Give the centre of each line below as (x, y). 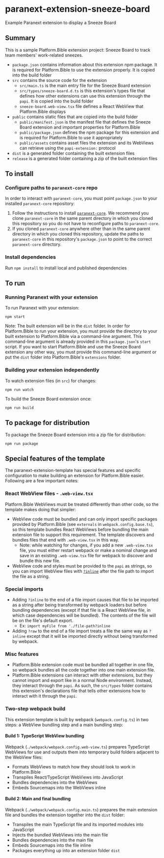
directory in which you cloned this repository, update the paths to (78, 234)
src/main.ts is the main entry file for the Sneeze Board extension (85, 85)
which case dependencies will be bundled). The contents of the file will (84, 615)
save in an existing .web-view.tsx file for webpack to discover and (86, 555)
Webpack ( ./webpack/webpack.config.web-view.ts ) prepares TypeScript (78, 747)
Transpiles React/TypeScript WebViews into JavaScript (68, 777)
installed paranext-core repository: (40, 204)
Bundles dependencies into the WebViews (55, 782)
